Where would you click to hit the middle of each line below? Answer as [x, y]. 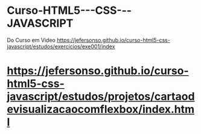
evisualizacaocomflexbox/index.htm [101, 110]
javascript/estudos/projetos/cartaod [101, 97]
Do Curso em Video [31, 40]
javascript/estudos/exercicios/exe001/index [61, 46]
